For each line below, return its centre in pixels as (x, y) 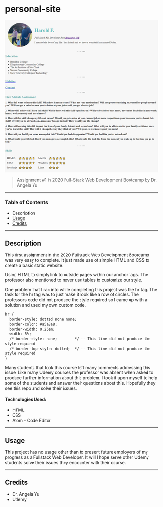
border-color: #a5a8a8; (33, 324)
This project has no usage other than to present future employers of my (76, 452)
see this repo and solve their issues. (41, 388)
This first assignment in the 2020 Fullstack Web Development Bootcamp (77, 255)
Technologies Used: (26, 399)
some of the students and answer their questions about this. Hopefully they (80, 383)
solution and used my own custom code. (46, 305)
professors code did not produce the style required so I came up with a (76, 300)
